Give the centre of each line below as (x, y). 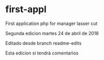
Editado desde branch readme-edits (44, 43)
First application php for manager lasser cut (51, 23)
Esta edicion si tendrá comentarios (42, 53)
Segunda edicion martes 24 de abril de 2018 (52, 33)
